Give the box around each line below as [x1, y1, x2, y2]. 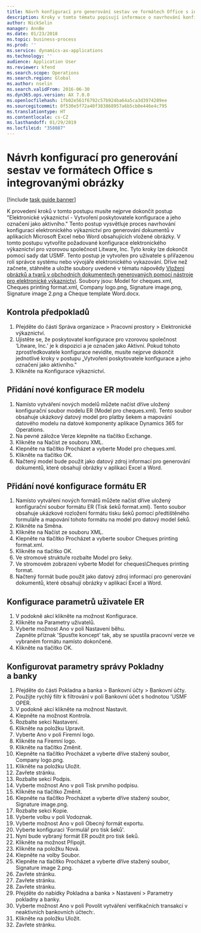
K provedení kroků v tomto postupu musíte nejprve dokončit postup [7, 207, 173, 215]
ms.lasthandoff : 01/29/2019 [7, 120, 77, 126]
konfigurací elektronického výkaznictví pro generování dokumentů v [7, 226, 174, 233]
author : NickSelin [7, 20, 52, 26]
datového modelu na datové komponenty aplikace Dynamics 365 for [15, 419, 184, 427]
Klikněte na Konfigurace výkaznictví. [15, 367, 106, 375]
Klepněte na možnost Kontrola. [15, 712, 91, 719]
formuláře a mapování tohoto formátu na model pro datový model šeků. [15, 516, 191, 523]
